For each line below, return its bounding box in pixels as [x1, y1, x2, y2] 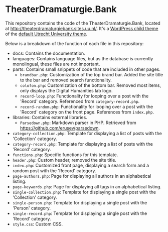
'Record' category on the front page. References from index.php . [20, 109, 154, 115]
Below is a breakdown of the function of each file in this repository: [5, 40, 144, 46]
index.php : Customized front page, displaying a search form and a [12, 162, 149, 168]
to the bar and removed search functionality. [20, 77, 112, 83]
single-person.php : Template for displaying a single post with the [12, 199, 147, 205]
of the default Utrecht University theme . [5, 31, 88, 37]
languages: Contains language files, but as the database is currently [12, 55, 153, 61]
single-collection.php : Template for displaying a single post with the [12, 189, 156, 195]
